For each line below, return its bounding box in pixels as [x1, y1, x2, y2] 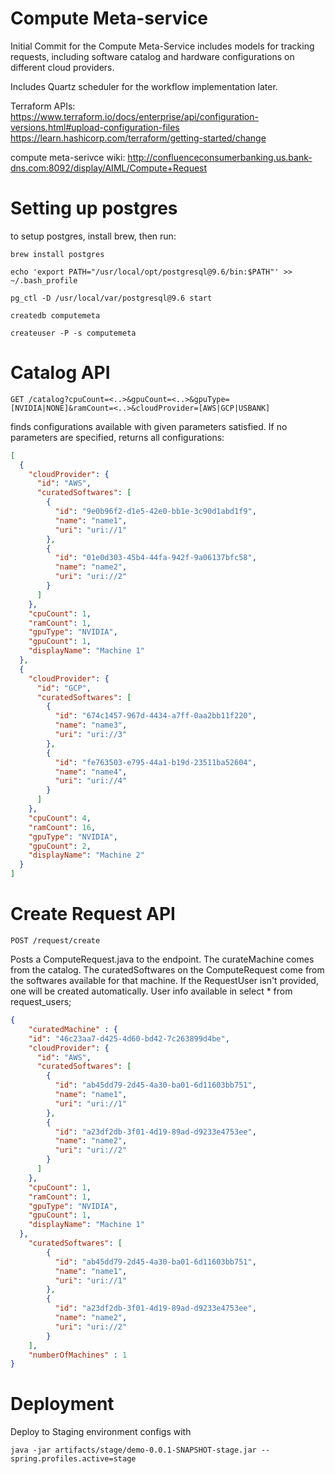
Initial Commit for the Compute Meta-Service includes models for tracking [10, 40, 315, 52]
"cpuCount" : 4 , [28, 813, 92, 823]
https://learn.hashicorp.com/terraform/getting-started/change [10, 132, 267, 144]
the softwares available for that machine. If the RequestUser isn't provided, [10, 975, 319, 986]
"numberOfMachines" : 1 [28, 1350, 128, 1360]
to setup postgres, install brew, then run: [10, 230, 177, 242]
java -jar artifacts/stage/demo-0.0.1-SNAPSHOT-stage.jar [10, 1445, 257, 1456]
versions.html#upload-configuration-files [10, 121, 180, 133]
